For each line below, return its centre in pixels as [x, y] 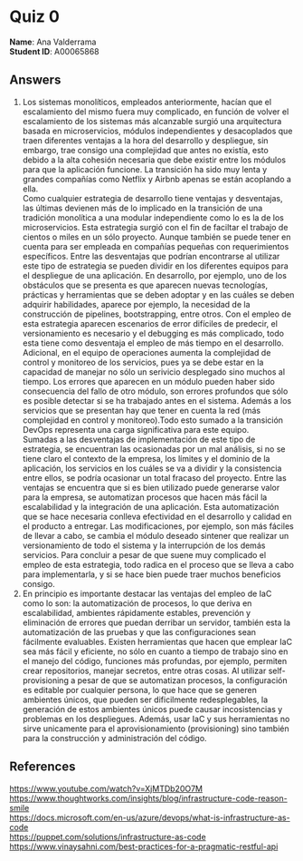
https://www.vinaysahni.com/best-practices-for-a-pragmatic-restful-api [144, 846]
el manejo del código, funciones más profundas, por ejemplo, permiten [155, 660]
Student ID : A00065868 [54, 51]
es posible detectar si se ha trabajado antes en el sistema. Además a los [157, 400]
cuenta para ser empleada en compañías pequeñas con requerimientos [156, 246]
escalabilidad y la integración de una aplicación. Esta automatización [151, 506]
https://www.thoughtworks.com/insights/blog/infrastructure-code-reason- [148, 798]
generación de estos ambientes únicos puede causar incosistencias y [152, 709]
